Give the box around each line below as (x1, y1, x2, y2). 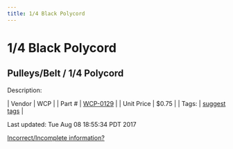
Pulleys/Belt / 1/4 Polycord (7, 67, 124, 80)
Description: (7, 86, 42, 94)
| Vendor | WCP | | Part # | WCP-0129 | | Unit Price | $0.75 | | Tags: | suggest (7, 99, 226, 107)
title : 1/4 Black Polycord (7, 10, 85, 17)
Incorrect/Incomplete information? (7, 133, 105, 142)
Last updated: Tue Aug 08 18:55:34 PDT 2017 (7, 120, 137, 128)
